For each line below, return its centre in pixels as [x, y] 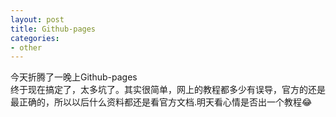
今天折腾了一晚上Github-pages [74, 77]
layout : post [37, 19]
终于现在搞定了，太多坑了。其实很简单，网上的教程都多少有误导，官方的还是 [168, 90]
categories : [35, 38]
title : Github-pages [53, 29]
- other [26, 47]
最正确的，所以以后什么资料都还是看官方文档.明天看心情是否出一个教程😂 [161, 102]
